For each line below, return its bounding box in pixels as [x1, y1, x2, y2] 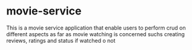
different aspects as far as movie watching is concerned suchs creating [6, 30, 185, 37]
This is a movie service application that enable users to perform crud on [6, 24, 186, 31]
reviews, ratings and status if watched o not [6, 37, 116, 44]
